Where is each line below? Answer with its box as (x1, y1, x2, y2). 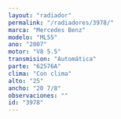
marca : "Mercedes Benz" (8, 26, 86, 34)
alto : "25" (8, 77, 44, 85)
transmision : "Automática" (8, 56, 97, 63)
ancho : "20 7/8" (8, 84, 61, 92)
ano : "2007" (8, 41, 47, 49)
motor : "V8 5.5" (8, 48, 61, 56)
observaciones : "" (8, 92, 68, 99)
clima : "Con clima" (8, 70, 72, 78)
